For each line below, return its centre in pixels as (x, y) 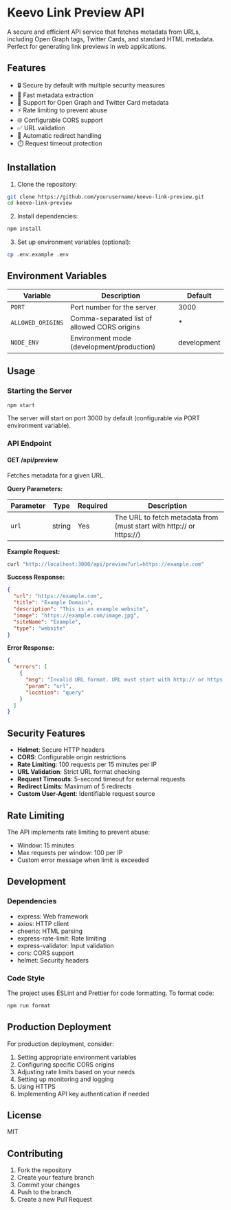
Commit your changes (48, 1185)
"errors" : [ (31, 667)
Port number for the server (113, 307)
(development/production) (113, 347)
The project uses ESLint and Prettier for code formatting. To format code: (111, 993)
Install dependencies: (47, 216)
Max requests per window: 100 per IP (70, 852)
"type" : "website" (40, 628)
